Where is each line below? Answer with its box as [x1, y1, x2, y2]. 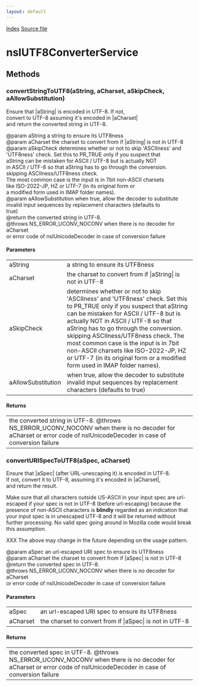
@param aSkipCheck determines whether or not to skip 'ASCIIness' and [6, 145, 182, 152]
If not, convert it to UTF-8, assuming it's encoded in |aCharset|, [6, 476, 161, 483]
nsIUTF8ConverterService [6, 46, 139, 59]
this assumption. [6, 525, 47, 533]
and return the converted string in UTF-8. [6, 120, 107, 127]
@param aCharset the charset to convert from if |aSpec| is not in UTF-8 [6, 554, 182, 562]
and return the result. [6, 482, 58, 489]
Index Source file [6, 25, 47, 32]
